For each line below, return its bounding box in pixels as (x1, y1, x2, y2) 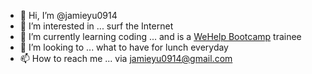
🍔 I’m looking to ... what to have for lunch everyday (19, 41, 229, 53)
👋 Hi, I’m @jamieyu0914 (19, 10, 118, 21)
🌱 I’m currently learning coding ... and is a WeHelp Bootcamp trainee (19, 31, 302, 42)
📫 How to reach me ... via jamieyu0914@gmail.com (19, 53, 233, 64)
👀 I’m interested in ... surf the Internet (19, 20, 174, 32)
